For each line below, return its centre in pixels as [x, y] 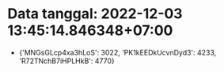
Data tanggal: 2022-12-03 [95, 14]
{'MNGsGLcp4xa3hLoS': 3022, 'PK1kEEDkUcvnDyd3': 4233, [118, 52]
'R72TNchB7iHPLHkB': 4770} [67, 61]
